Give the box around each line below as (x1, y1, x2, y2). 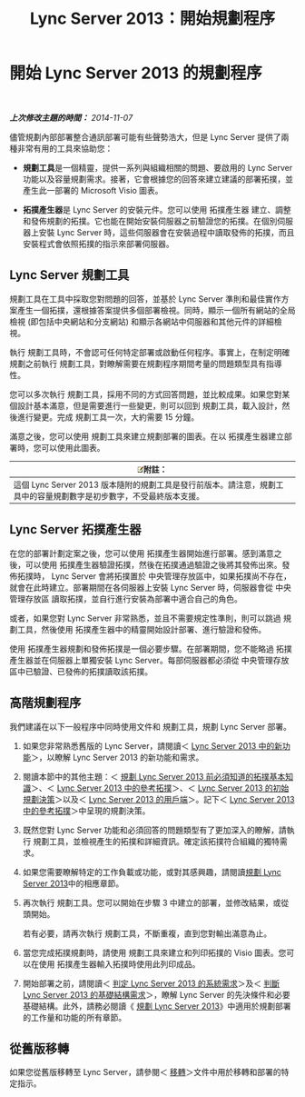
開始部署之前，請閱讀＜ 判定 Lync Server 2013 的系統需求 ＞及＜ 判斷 (22, 978, 280, 989)
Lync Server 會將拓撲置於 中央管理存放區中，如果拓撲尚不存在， (51, 570, 292, 582)
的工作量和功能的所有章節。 (22, 1012, 127, 1022)
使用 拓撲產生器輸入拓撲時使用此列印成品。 (38, 958, 201, 969)
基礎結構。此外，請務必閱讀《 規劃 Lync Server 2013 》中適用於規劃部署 (22, 1001, 292, 1012)
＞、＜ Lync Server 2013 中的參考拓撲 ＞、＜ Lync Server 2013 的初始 (30, 783, 290, 793)
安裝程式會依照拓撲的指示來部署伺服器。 (22, 238, 174, 249)
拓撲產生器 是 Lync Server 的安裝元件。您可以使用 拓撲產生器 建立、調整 (22, 204, 292, 214)
